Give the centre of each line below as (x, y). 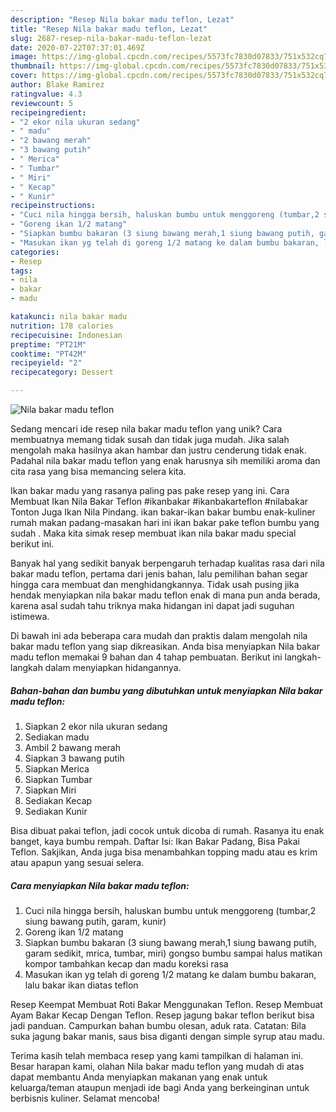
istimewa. (30, 616)
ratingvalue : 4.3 (46, 94)
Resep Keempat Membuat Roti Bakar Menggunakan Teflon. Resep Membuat (166, 1004)
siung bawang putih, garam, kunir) (95, 921)
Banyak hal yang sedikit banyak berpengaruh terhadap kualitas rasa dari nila (167, 563)
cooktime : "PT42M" (48, 354)
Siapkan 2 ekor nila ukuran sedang (96, 726)
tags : (21, 271)
